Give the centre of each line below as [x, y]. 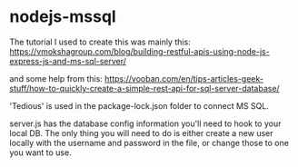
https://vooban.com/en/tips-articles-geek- [184, 78]
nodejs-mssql [63, 17]
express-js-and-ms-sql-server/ [68, 61]
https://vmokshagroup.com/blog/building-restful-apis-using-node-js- [139, 51]
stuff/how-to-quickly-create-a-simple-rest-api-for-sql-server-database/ [144, 88]
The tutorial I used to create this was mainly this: [100, 42]
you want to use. [40, 152]
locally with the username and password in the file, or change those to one [149, 142]
